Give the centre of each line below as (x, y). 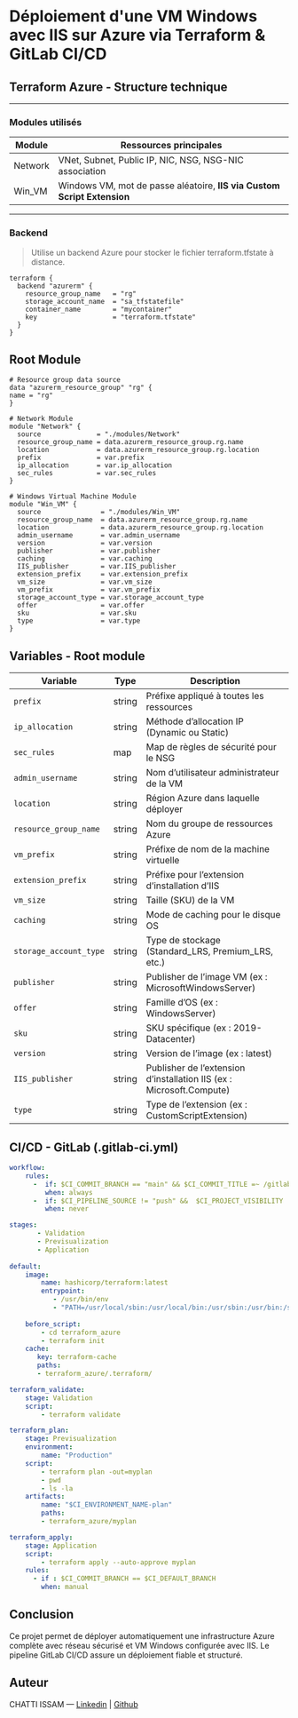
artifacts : (45, 1497)
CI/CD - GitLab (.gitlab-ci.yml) (94, 1147)
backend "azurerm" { (55, 286)
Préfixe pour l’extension (195, 875)
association (82, 171)
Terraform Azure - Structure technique (118, 87)
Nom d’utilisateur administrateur (212, 773)
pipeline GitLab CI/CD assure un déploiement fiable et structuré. (126, 1655)
